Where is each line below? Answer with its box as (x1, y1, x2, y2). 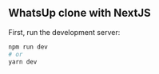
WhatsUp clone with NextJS (8, 6, 152, 20)
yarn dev (8, 57, 38, 66)
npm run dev (8, 43, 48, 51)
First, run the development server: (8, 27, 121, 37)
